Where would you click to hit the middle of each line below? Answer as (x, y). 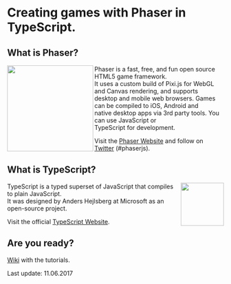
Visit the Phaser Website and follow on (149, 141)
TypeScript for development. (135, 128)
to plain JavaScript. (34, 193)
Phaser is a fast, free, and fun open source (155, 69)
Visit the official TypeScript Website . (58, 221)
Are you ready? (41, 243)
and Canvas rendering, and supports (146, 91)
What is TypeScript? (52, 170)
